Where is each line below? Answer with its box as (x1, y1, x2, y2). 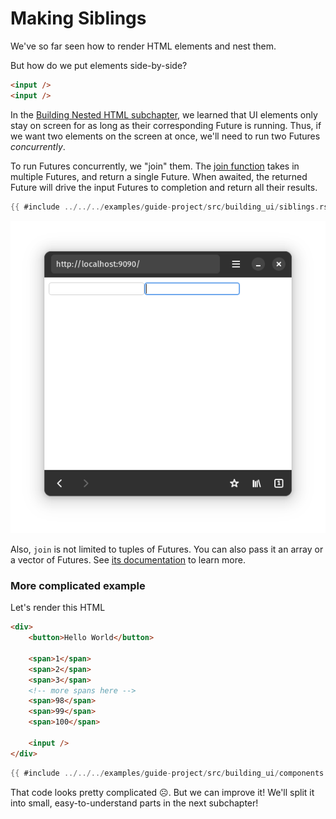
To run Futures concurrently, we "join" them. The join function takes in (10, 160, 300, 172)
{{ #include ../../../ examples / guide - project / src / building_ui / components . (10, 768, 329, 778)
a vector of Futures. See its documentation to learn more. (10, 554, 246, 566)
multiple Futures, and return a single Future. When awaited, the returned (10, 170, 308, 182)
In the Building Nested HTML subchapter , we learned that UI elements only (10, 108, 318, 121)
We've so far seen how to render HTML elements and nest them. (10, 40, 277, 52)
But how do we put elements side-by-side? (10, 59, 188, 71)
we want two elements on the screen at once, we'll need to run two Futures (10, 130, 321, 142)
